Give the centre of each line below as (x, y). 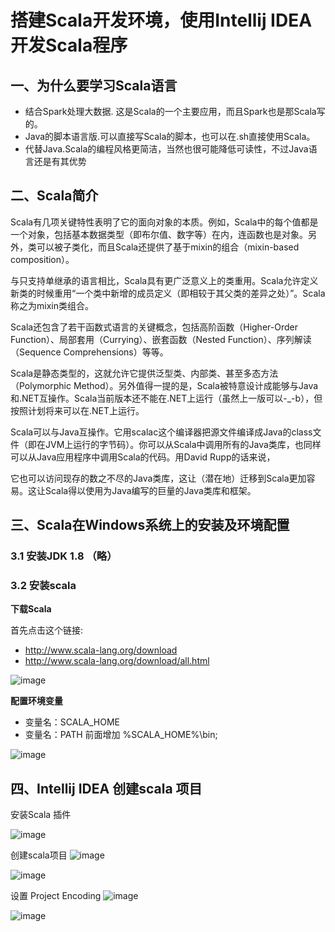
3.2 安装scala (43, 586)
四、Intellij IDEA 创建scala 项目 (106, 788)
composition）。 (42, 259)
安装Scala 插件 (41, 815)
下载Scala (31, 609)
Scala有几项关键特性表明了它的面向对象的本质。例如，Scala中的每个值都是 (164, 222)
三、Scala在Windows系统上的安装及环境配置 (150, 525)
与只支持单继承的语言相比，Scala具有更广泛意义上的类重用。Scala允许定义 (164, 280)
